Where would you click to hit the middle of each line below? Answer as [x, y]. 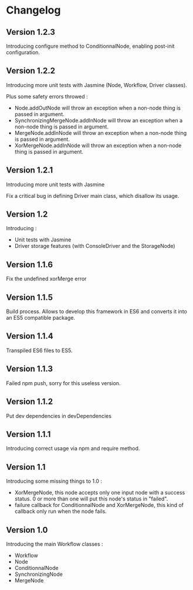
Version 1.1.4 [30, 336]
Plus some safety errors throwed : [47, 96]
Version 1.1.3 [30, 369]
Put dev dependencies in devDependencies [59, 416]
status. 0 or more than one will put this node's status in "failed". [91, 499]
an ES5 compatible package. [40, 318]
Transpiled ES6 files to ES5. [39, 350]
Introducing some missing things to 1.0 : [54, 481]
